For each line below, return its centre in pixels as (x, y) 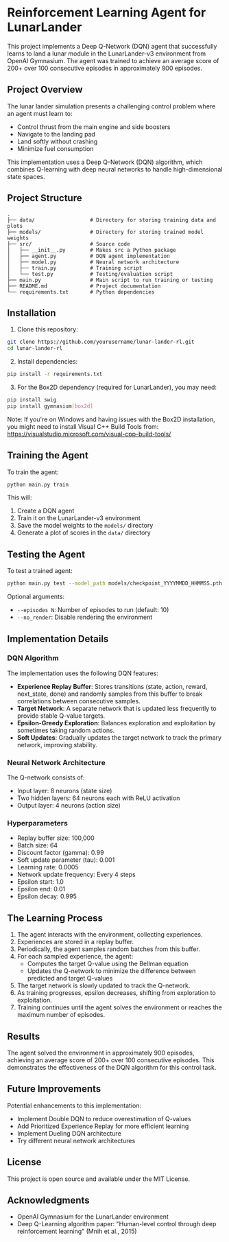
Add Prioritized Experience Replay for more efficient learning (103, 1126)
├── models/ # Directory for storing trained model (106, 232)
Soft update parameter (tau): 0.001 (66, 860)
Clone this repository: (47, 329)
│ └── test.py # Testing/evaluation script (90, 274)
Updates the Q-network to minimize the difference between (111, 971)
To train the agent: (33, 472)
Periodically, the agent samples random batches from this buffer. (108, 949)
